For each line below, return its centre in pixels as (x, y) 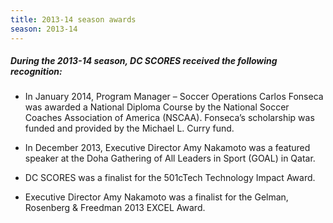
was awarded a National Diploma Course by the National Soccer (157, 107)
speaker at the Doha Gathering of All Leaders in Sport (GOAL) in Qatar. (170, 158)
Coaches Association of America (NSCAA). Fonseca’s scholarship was (169, 118)
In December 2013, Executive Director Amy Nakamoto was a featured (167, 148)
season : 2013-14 (44, 29)
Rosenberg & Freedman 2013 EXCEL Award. (115, 208)
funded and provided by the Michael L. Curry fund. (129, 128)
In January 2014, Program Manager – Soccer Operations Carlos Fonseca (174, 97)
